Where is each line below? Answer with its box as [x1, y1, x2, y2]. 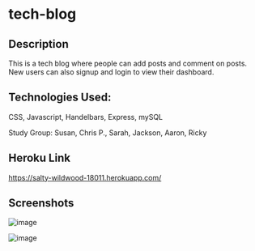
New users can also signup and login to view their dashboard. [8, 67, 215, 77]
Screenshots [8, 196, 74, 211]
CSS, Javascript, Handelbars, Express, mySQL [8, 112, 164, 121]
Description [8, 37, 69, 51]
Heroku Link [8, 151, 71, 165]
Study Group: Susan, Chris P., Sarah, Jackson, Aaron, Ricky [8, 127, 207, 138]
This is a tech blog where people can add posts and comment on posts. [8, 58, 248, 68]
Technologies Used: [8, 91, 112, 104]
